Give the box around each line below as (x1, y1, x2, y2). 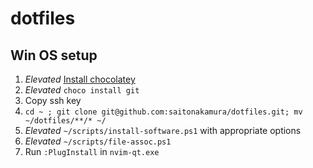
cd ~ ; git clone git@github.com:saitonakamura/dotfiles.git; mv (24, 107, 303, 117)
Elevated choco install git (24, 84, 140, 96)
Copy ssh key (24, 95, 82, 106)
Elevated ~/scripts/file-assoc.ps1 (24, 135, 172, 147)
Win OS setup (10, 47, 98, 64)
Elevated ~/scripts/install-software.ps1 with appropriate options (24, 125, 302, 136)
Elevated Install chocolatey (24, 73, 136, 85)
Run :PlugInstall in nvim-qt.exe (24, 146, 160, 157)
